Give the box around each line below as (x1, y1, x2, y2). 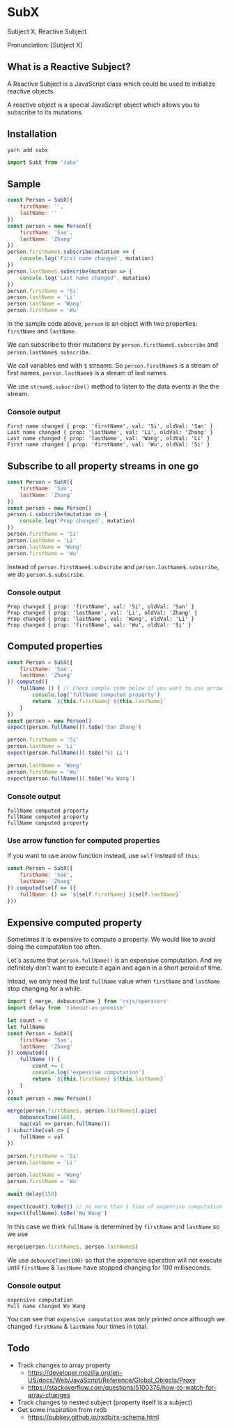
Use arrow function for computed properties (7, 835, 160, 845)
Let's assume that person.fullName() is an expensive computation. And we (7, 956, 222, 965)
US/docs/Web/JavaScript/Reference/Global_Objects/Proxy (27, 1376, 196, 1384)
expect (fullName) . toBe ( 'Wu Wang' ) (7, 1210, 108, 1217)
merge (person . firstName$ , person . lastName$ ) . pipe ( (7, 1107, 157, 1115)
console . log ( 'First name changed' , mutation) (19, 255, 155, 262)
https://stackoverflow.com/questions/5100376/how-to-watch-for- (27, 1383, 217, 1392)
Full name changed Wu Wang (7, 1302, 86, 1309)
